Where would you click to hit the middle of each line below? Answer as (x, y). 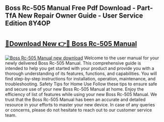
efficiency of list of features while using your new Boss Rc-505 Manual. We (81, 94)
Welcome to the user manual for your (122, 58)
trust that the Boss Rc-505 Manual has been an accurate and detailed (75, 99)
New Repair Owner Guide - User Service (81, 16)
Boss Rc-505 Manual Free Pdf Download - (70, 8)
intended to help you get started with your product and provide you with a (80, 68)
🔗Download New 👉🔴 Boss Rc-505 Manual (71, 44)
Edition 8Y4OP (28, 23)
